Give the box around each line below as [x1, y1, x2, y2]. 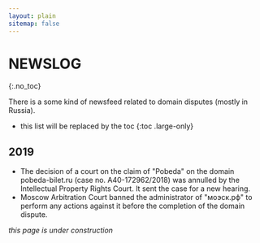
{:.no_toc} [8, 81, 41, 91]
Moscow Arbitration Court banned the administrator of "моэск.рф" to [19, 193, 253, 202]
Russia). [8, 106, 36, 115]
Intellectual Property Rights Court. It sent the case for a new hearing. [19, 184, 250, 193]
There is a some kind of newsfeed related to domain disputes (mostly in [8, 97, 249, 106]
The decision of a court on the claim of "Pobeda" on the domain [19, 167, 235, 176]
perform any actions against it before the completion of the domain [19, 201, 245, 211]
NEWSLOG [8, 54, 82, 73]
